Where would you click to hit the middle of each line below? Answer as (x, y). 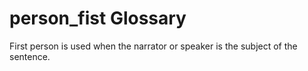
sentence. (30, 56)
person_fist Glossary (98, 18)
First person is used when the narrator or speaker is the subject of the (153, 46)
